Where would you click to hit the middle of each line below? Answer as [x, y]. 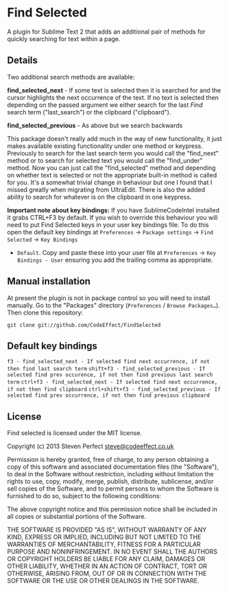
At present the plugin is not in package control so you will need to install [109, 298]
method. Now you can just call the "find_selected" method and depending [111, 168]
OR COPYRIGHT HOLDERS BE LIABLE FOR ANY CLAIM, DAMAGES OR [106, 559]
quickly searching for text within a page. [64, 38]
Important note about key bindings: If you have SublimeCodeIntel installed [113, 210]
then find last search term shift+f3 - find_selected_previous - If [106, 369]
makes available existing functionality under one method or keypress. [105, 146]
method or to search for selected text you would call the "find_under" [105, 160]
